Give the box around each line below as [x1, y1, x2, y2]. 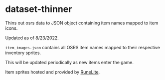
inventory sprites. [5, 50, 41, 56]
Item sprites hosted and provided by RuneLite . [5, 69, 100, 75]
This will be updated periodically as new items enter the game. [5, 59, 134, 65]
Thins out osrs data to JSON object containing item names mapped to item [5, 20, 159, 26]
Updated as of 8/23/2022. [5, 35, 59, 41]
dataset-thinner [5, 3, 72, 15]
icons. [5, 25, 18, 31]
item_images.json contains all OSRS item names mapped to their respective [5, 44, 161, 50]
